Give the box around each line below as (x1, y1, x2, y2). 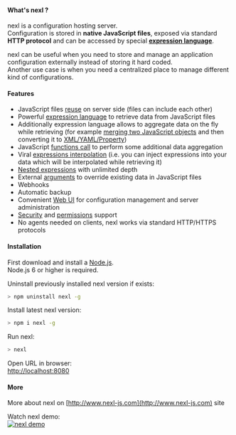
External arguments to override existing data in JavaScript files (17, 173, 202, 181)
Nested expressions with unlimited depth (17, 166, 138, 174)
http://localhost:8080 (7, 367, 70, 375)
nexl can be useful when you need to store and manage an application (7, 50, 213, 59)
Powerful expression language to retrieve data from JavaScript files (17, 112, 215, 121)
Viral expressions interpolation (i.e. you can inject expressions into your (17, 150, 227, 159)
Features (7, 89, 34, 97)
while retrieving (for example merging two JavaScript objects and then (17, 128, 225, 136)
